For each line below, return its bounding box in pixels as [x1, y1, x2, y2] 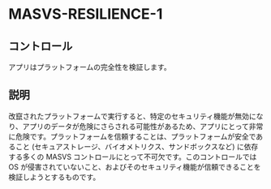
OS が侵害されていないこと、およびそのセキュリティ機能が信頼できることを [8, 161, 261, 171]
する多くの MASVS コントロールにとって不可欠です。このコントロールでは [8, 152, 257, 161]
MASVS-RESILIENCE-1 [8, 5, 163, 24]
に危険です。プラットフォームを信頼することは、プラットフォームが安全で [8, 131, 256, 141]
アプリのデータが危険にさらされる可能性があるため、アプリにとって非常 [22, 121, 264, 131]
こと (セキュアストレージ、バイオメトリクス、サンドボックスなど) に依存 [15, 141, 259, 151]
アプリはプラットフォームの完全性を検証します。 [8, 62, 172, 71]
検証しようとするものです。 [8, 172, 101, 182]
